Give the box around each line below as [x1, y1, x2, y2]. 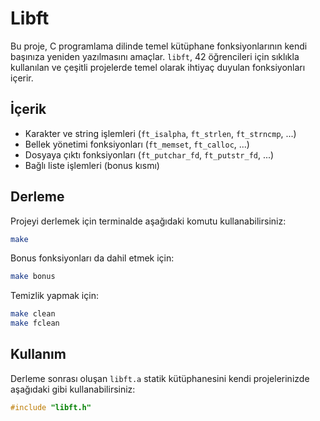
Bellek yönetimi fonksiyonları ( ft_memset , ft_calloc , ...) [24, 138, 250, 150]
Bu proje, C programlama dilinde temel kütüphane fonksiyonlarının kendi [10, 40, 308, 52]
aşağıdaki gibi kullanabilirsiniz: [10, 383, 136, 395]
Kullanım [10, 346, 67, 363]
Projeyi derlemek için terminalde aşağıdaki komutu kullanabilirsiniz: [10, 215, 287, 227]
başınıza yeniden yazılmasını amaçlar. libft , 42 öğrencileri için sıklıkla [10, 50, 300, 62]
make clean [10, 309, 56, 319]
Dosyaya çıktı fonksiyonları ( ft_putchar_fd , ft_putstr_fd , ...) [24, 148, 275, 161]
